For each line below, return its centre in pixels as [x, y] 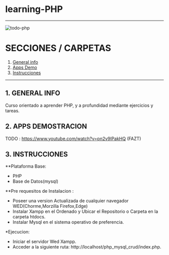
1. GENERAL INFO [33, 93]
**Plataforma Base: [26, 166]
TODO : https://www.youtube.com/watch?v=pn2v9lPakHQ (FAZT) [73, 139]
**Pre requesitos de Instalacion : [39, 191]
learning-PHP [34, 9]
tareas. [13, 110]
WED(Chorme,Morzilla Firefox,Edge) [50, 206]
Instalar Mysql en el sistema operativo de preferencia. [68, 222]
